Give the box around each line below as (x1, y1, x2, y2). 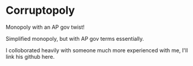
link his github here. (5, 53, 55, 60)
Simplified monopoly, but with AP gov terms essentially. (5, 35, 145, 42)
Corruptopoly (5, 4, 75, 17)
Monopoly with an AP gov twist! (5, 23, 85, 31)
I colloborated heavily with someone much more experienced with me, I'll (5, 46, 188, 54)
